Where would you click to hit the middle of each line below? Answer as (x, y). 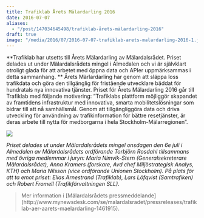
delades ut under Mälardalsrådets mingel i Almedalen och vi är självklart (96, 64)
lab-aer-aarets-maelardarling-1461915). (70, 208)
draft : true (21, 35)
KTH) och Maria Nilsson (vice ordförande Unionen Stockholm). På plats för (100, 171)
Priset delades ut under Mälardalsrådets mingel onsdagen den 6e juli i (94, 145)
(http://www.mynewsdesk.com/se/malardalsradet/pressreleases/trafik (109, 202)
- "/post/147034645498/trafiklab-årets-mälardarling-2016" (88, 29)
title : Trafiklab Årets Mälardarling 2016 (61, 12)
